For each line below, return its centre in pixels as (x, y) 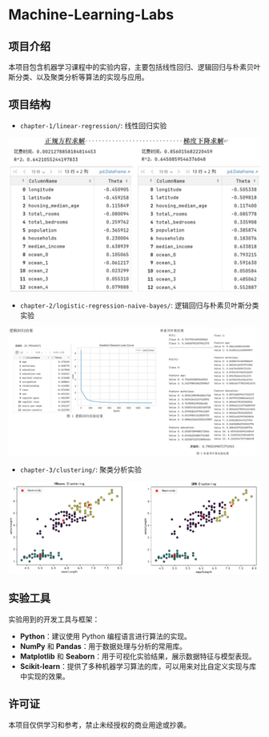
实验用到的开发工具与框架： (54, 619)
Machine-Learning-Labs (91, 15)
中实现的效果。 (44, 676)
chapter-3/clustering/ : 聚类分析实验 (81, 469)
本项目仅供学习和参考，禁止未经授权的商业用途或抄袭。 (99, 725)
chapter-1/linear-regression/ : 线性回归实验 (93, 125)
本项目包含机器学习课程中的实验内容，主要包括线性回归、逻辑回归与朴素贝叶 (134, 67)
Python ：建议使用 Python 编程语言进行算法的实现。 (106, 636)
